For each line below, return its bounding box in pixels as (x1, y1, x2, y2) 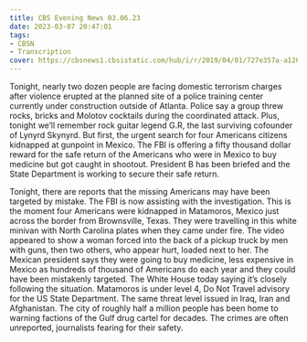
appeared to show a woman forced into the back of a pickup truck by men (9, 235, 289, 245)
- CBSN (9, 38, 35, 48)
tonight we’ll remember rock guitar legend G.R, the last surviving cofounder (9, 120, 293, 131)
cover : (9, 56, 35, 65)
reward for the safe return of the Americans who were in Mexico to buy (9, 149, 277, 160)
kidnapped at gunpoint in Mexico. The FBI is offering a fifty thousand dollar (9, 139, 291, 150)
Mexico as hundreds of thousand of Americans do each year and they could (9, 264, 296, 274)
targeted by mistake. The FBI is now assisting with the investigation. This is (9, 196, 291, 207)
